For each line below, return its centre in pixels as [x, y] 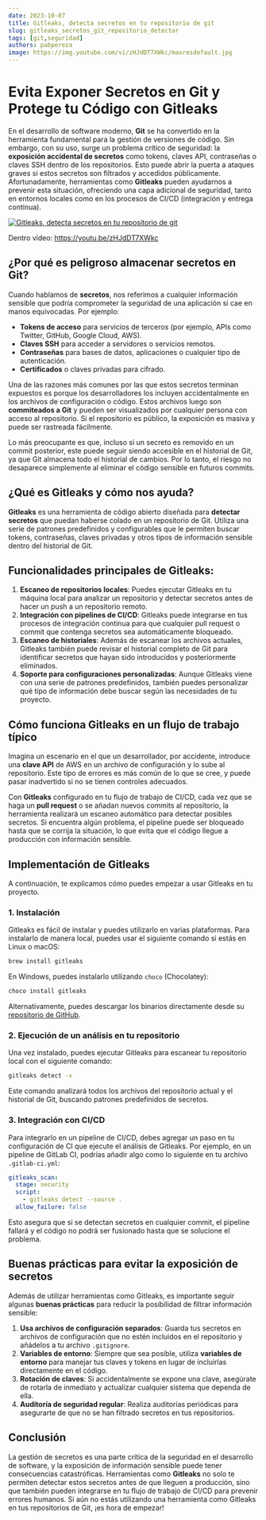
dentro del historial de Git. [51, 545]
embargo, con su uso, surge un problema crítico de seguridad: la [114, 147]
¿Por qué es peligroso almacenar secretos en [122, 263]
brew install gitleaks [46, 961]
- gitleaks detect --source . [73, 1200]
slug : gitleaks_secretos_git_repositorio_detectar [94, 30]
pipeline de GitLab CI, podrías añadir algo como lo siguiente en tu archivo [128, 1154]
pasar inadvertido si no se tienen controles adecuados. [98, 781]
